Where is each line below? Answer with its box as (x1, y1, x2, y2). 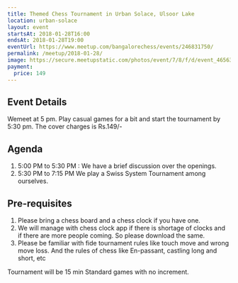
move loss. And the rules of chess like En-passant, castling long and (17, 246, 217, 255)
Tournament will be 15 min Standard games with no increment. (7, 267, 189, 276)
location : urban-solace (7, 17, 78, 24)
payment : (7, 63, 33, 70)
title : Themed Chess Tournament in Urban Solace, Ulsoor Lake (7, 10, 195, 18)
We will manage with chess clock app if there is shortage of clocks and (17, 223, 225, 232)
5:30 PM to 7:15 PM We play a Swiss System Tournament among (17, 170, 206, 178)
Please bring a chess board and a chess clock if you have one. (17, 216, 200, 224)
